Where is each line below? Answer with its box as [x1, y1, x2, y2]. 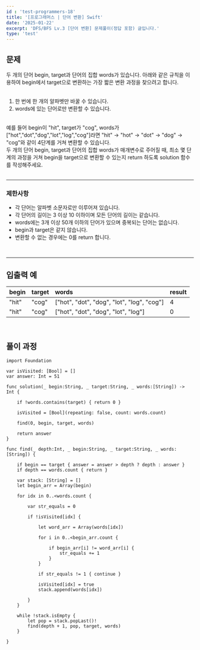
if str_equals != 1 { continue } [37, 571, 121, 577]
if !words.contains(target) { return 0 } [17, 399, 121, 405]
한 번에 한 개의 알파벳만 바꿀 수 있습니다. [14, 98, 109, 105]
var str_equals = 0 [27, 503, 76, 509]
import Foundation [6, 357, 52, 363]
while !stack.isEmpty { [17, 613, 76, 618]
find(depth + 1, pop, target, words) [27, 623, 121, 629]
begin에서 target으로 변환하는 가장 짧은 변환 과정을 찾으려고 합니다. [21, 78, 179, 86]
